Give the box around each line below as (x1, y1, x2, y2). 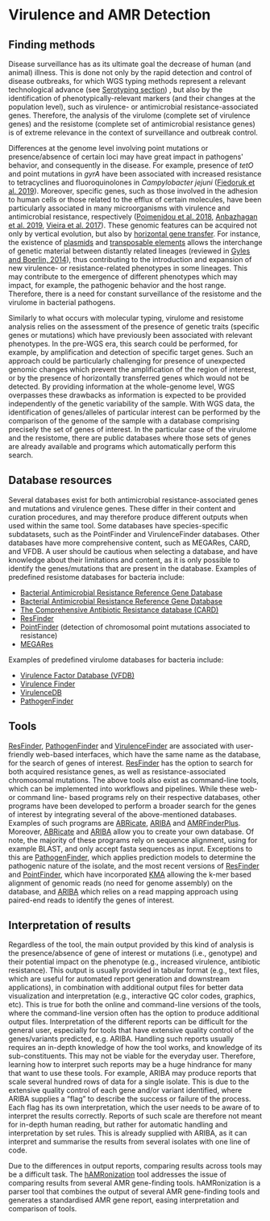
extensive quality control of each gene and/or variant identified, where (8, 1086, 243, 1095)
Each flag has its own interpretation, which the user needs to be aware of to (8, 1102, 260, 1112)
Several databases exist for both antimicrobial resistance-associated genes (8, 494, 259, 505)
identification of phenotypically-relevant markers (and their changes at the (8, 94, 255, 102)
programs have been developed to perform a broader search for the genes (8, 801, 256, 811)
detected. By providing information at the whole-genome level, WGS (8, 381, 235, 391)
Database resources (8, 473, 113, 487)
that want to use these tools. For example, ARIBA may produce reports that (8, 1069, 256, 1078)
